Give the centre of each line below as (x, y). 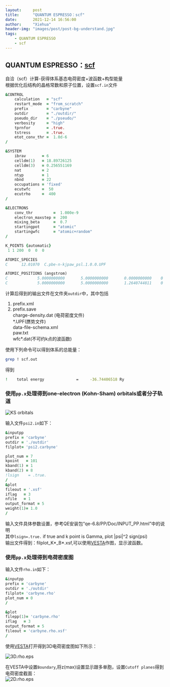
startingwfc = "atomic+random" (54, 232)
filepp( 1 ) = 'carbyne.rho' (33, 617)
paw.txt (20, 333)
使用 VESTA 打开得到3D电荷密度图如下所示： (51, 646)
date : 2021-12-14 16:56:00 (41, 19)
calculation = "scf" (39, 99)
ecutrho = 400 (35, 194)
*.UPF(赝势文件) (29, 322)
